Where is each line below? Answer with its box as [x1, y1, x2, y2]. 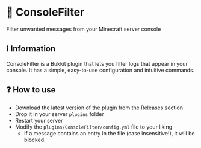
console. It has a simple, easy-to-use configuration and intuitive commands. [6, 66, 195, 74]
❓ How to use [6, 85, 56, 95]
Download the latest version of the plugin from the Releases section [14, 104, 184, 111]
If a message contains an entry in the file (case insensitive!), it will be [23, 129, 195, 137]
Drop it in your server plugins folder [14, 110, 104, 117]
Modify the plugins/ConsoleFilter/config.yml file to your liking [14, 123, 173, 130]
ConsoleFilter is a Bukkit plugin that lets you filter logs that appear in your [6, 60, 188, 67]
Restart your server [14, 117, 63, 124]
